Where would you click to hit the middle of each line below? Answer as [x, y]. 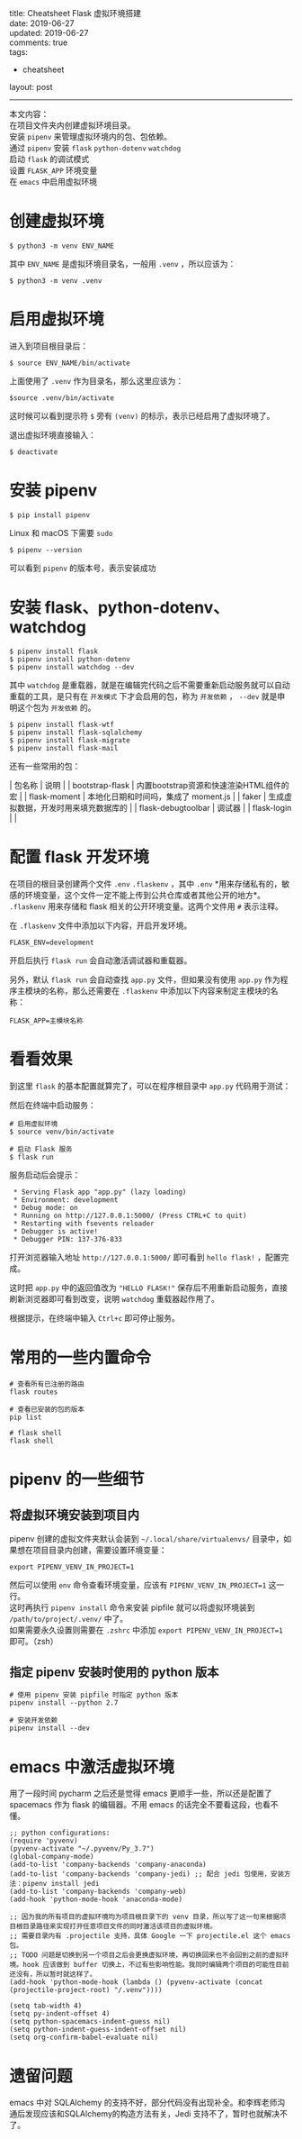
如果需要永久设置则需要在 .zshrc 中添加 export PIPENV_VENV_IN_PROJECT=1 [146, 1630]
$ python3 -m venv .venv [56, 281]
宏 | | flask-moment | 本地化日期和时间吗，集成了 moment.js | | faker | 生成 [147, 796]
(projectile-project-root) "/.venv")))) [86, 1990]
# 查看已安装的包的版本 [47, 1409]
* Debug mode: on [45, 1207]
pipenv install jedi [61, 1884]
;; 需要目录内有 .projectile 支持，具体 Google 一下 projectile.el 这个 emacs [150, 1936]
